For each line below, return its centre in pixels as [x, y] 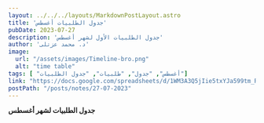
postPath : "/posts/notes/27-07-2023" [70, 88]
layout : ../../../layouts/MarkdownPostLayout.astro [94, 15]
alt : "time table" [46, 67]
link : [17, 81]
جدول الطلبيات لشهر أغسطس [52, 110]
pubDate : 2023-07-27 [42, 30]
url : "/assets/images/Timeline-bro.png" [82, 60]
